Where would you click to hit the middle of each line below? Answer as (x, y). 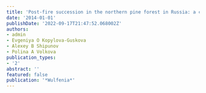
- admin (16, 35)
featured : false (27, 75)
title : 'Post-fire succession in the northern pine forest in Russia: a (101, 12)
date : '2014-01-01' (31, 18)
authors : (17, 29)
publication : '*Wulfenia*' (41, 80)
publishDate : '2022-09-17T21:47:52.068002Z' (64, 23)
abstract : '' (23, 69)
